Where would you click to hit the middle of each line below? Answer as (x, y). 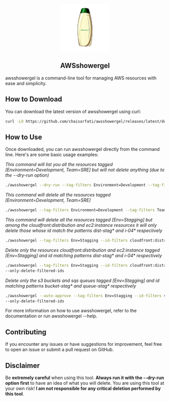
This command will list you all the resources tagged (59, 165)
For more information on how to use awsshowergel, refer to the (71, 311)
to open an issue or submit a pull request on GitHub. (59, 350)
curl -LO (14, 121)
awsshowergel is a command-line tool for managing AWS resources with (81, 78)
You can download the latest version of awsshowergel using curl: (73, 111)
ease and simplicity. (26, 83)
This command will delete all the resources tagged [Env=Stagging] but (79, 220)
